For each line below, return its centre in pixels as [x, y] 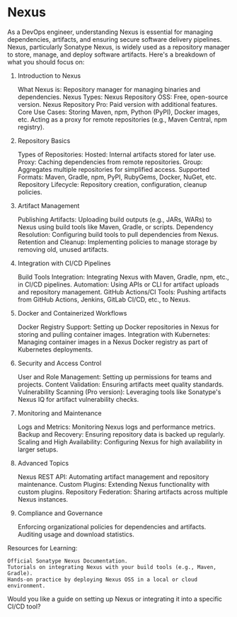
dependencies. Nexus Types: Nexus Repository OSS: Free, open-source [123, 97]
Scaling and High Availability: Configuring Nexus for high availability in [120, 442]
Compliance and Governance [60, 513]
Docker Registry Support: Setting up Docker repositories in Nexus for [118, 327]
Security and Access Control [59, 363]
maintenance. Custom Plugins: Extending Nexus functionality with [114, 484]
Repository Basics [44, 140]
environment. [27, 586]
